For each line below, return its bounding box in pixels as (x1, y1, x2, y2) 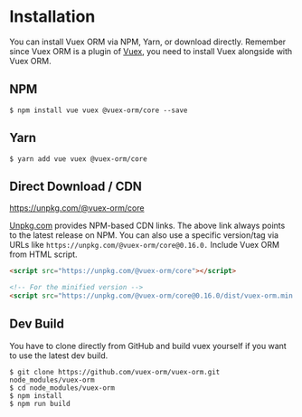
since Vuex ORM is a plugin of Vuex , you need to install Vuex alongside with (9, 45, 293, 56)
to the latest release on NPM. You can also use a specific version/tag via (9, 230, 278, 241)
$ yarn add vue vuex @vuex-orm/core (9, 154, 147, 164)
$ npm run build (9, 399, 71, 408)
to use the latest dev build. (9, 350, 109, 361)
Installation (9, 6, 96, 27)
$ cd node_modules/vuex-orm (9, 383, 116, 393)
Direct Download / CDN (9, 178, 143, 194)
